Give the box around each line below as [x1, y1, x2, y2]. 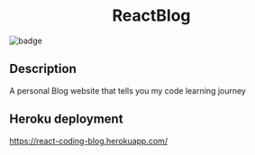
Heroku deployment [9, 112, 123, 127]
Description [9, 61, 77, 77]
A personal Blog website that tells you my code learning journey [9, 85, 246, 96]
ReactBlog [112, 5, 191, 26]
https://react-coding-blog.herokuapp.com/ [9, 135, 168, 146]
